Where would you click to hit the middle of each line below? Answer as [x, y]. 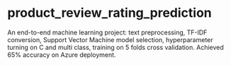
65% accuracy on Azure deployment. [62, 55]
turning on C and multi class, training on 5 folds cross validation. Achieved [116, 47]
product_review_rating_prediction [109, 13]
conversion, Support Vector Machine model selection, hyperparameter [111, 39]
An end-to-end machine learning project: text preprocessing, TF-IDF [107, 32]
